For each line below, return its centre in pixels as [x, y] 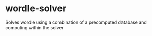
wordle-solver [36, 9]
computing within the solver [34, 27]
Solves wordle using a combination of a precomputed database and [76, 22]
